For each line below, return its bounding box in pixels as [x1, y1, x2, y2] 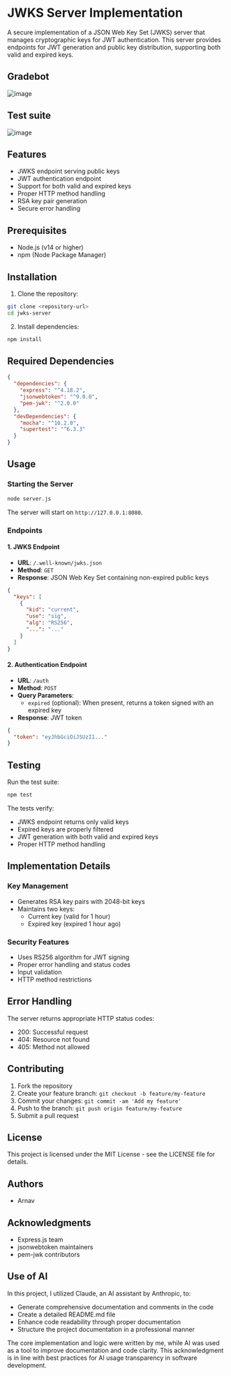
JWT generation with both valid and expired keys [17, 832, 159, 841]
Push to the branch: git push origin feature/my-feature [17, 1103, 182, 1112]
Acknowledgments [7, 1217, 92, 1229]
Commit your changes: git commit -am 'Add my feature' [17, 1096, 181, 1105]
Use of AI [7, 1270, 48, 1283]
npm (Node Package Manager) [17, 251, 107, 259]
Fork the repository [17, 1081, 73, 1090]
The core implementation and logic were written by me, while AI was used [7, 1338, 220, 1347]
